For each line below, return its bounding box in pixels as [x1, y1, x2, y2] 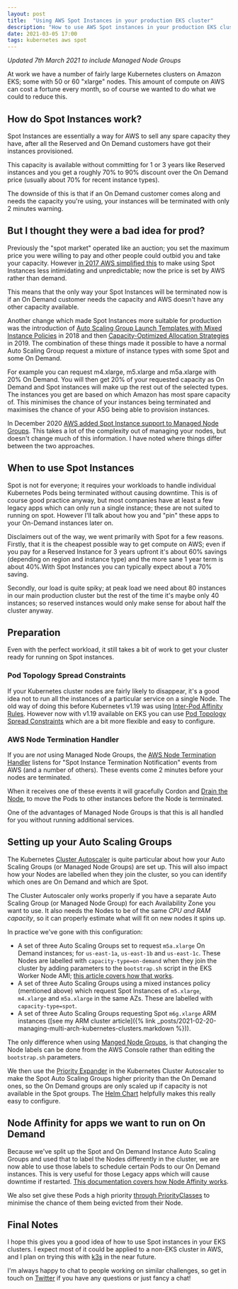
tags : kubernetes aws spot [7, 37, 87, 44]
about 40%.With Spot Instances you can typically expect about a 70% [7, 562, 212, 571]
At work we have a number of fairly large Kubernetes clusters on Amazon [7, 70, 222, 79]
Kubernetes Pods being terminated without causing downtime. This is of [7, 488, 218, 496]
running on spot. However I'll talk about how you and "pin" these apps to [7, 511, 220, 519]
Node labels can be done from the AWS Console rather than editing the [7, 1045, 215, 1054]
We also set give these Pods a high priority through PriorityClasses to [7, 1191, 210, 1199]
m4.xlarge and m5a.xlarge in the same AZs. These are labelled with [17, 994, 213, 1002]
